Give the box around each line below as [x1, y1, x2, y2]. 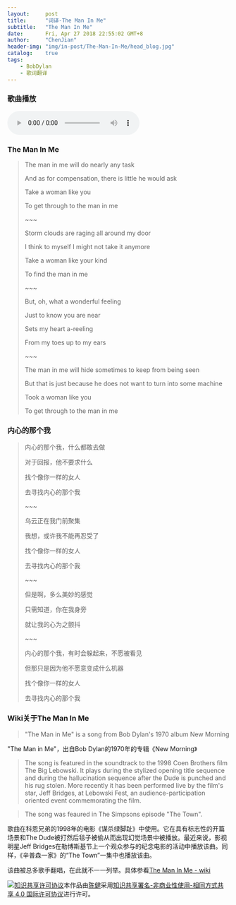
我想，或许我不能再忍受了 [24, 532, 99, 540]
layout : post [7, 10, 58, 18]
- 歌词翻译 [20, 69, 48, 76]
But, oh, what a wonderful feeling [24, 297, 121, 306]
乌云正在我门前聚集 [24, 517, 81, 525]
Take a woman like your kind [24, 256, 108, 265]
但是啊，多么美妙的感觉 [24, 590, 93, 599]
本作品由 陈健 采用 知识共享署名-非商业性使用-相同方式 [63, 880, 218, 889]
